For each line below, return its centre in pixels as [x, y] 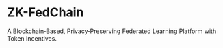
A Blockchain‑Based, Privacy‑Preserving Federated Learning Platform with [112, 31]
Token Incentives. [32, 38]
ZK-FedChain [45, 13]
